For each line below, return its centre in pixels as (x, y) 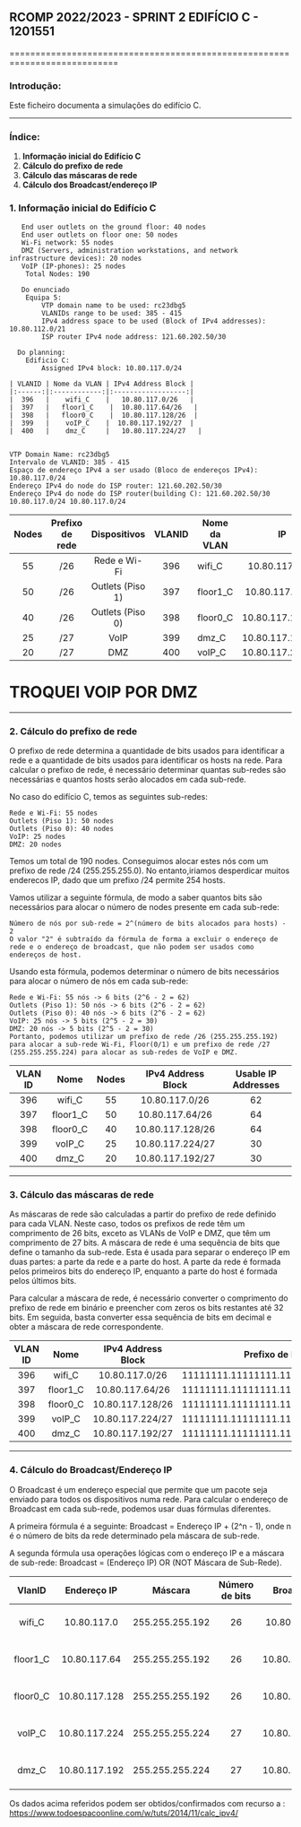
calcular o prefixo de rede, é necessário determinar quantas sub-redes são (148, 769)
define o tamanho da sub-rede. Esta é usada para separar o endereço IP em (150, 1252)
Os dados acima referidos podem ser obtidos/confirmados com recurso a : (147, 1803)
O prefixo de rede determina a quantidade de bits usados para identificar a (147, 750)
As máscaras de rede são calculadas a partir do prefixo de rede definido (143, 1214)
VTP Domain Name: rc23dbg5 (60, 455)
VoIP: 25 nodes (38, 836)
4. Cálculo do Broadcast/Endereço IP (91, 1470)
